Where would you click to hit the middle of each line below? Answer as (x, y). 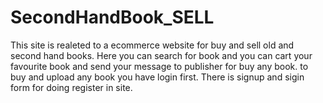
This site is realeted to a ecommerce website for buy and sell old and (152, 45)
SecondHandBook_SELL (112, 17)
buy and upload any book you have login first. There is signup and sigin (157, 77)
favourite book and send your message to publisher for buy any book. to (159, 66)
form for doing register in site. (71, 87)
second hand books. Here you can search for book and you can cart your (161, 55)
